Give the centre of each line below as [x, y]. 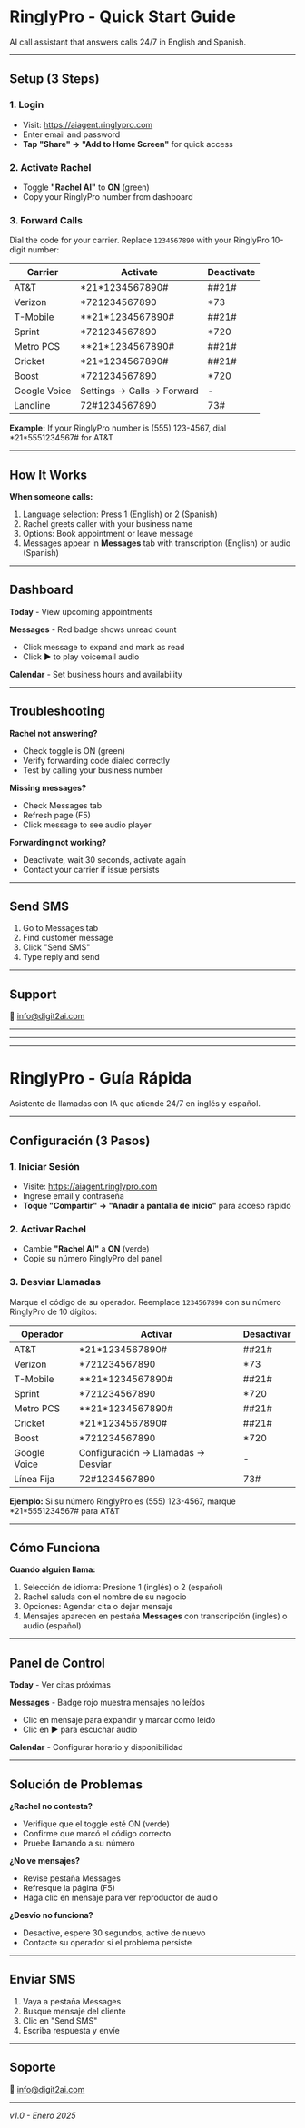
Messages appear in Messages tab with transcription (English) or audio [157, 543]
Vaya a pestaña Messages [72, 2001]
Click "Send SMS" [56, 947]
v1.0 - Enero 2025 [43, 2115]
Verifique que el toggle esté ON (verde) [96, 1824]
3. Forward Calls [46, 220]
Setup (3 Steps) [54, 79]
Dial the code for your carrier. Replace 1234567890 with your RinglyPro [139, 240]
